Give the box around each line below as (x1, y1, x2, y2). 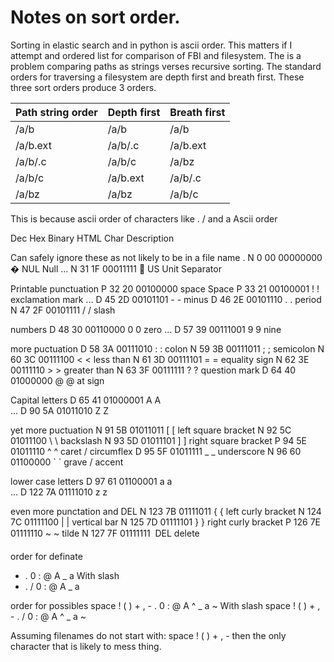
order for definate (10, 550, 83, 562)
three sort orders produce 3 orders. (10, 81, 157, 93)
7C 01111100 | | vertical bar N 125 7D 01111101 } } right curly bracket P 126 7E (10, 516, 322, 528)
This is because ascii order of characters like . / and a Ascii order (10, 212, 278, 225)
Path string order (15, 105, 98, 119)
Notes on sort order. (10, 6, 181, 29)
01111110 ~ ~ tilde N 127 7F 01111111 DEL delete (10, 527, 200, 539)
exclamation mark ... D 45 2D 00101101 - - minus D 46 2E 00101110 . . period (10, 293, 322, 305)
